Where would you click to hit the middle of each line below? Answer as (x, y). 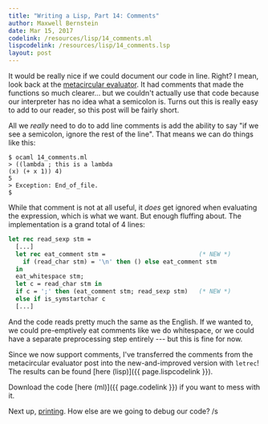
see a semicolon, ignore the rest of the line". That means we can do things (131, 134)
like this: (22, 143)
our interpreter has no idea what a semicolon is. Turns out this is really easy (133, 102)
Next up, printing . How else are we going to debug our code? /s (113, 411)
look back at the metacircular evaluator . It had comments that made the (126, 84)
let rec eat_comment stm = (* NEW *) (123, 254)
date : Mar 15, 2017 (41, 31)
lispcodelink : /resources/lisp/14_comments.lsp (89, 46)
